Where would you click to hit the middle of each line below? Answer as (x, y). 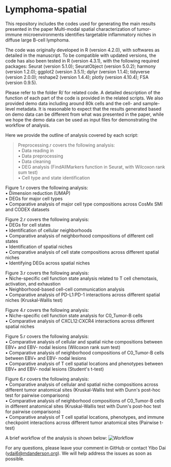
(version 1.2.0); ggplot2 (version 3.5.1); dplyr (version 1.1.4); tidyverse (78, 72)
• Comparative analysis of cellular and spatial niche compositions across (82, 384)
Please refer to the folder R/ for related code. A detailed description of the (83, 92)
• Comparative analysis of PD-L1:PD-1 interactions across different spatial (83, 295)
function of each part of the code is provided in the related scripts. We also (84, 98)
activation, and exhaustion (33, 283)
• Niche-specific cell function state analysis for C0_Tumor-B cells (74, 315)
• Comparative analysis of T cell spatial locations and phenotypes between (84, 363)
